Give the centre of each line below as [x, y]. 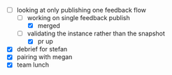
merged [49, 26]
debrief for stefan [42, 49]
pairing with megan [44, 57]
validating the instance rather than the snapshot [96, 33]
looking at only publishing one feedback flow [81, 10]
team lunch [33, 65]
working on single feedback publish [78, 18]
